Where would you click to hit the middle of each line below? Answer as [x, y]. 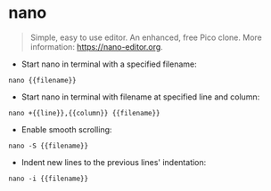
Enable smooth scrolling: [66, 129]
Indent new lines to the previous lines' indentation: [114, 162]
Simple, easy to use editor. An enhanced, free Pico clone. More [146, 37]
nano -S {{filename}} [49, 146]
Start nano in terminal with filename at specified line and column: [140, 97]
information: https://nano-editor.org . [97, 46]
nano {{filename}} [42, 80]
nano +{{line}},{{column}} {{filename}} [85, 113]
